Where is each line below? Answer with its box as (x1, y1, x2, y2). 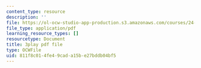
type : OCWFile (6, 47, 42, 53)
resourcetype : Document (6, 36, 66, 42)
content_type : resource (6, 8, 66, 15)
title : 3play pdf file (6, 42, 63, 48)
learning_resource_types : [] (6, 31, 79, 37)
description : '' (6, 14, 47, 20)
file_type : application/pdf (6, 25, 77, 31)
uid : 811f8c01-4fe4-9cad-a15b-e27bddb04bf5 (6, 53, 117, 59)
